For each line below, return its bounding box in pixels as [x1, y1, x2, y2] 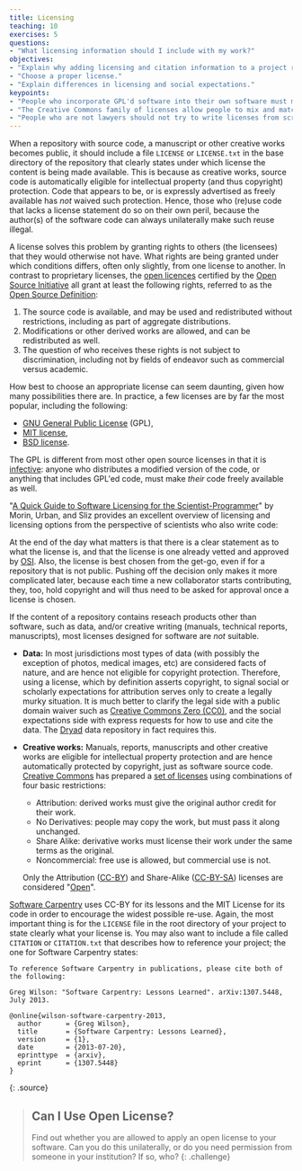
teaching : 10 [9, 22, 58, 31]
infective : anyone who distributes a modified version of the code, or [9, 464, 261, 475]
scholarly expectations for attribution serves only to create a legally [22, 687, 272, 697]
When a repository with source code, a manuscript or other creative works [9, 138, 286, 149]
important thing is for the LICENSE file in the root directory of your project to [9, 918, 287, 929]
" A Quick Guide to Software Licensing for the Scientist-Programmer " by [9, 501, 274, 511]
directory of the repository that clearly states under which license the [9, 157, 266, 168]
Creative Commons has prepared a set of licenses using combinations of [22, 770, 293, 782]
